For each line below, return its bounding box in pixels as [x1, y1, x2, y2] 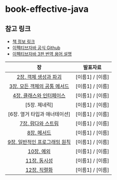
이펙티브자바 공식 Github [12, 45, 61, 51]
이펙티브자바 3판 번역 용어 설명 [12, 51, 72, 57]
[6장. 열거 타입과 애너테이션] [8, 111, 71, 118]
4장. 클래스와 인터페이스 [12, 92, 66, 99]
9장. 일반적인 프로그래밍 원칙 [7, 139, 71, 145]
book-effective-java [5, 3, 89, 15]
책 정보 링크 [12, 39, 36, 44]
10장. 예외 [28, 148, 51, 155]
